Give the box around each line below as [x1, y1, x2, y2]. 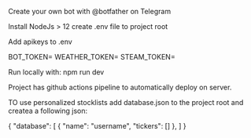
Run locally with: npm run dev [8, 67, 105, 77]
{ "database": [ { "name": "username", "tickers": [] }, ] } [8, 122, 186, 130]
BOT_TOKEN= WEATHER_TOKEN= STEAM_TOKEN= [8, 53, 175, 61]
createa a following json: [8, 106, 88, 115]
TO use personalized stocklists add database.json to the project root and [8, 98, 244, 107]
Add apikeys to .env [8, 37, 72, 46]
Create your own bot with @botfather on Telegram [8, 7, 172, 16]
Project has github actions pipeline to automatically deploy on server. [8, 82, 232, 92]
